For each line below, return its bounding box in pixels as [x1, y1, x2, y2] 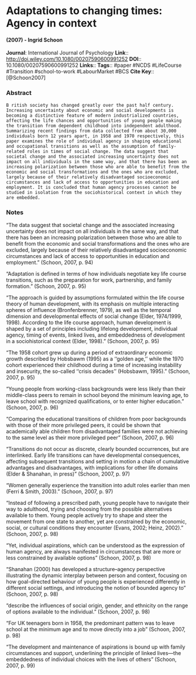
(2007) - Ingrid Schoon [6, 36, 63, 43]
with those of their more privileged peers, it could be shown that [6, 421, 161, 429]
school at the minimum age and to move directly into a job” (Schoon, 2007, [6, 626, 186, 633]
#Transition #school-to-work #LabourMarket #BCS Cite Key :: [6, 68, 154, 75]
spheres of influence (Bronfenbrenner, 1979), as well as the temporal [6, 306, 171, 313]
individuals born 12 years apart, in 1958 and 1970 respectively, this [6, 133, 184, 139]
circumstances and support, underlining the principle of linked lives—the [6, 649, 181, 656]
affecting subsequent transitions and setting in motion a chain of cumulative [6, 457, 189, 464]
